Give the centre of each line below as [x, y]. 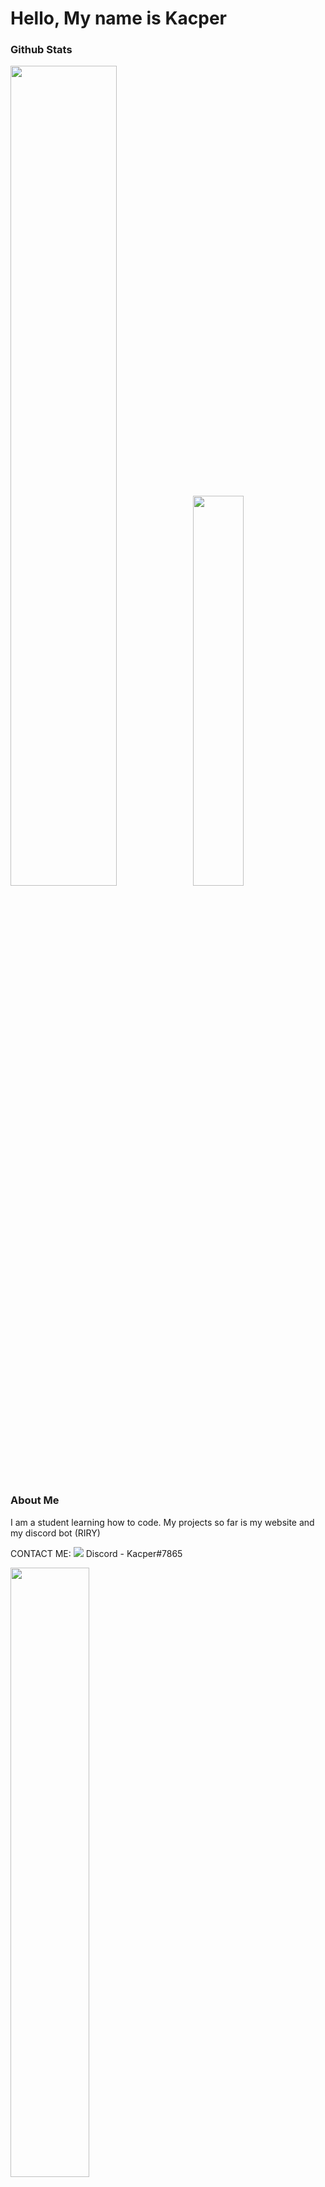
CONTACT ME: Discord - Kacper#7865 [96, 1553]
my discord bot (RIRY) [55, 1533]
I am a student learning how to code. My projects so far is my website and [162, 1522]
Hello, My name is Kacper [118, 18]
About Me [35, 1500]
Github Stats [41, 50]
